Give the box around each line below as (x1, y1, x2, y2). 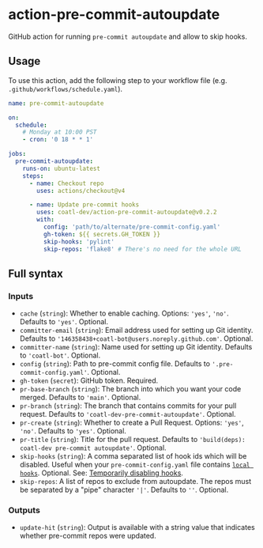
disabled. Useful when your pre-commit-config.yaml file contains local (19, 460, 250, 470)
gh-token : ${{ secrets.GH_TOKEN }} (43, 230, 160, 238)
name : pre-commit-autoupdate (8, 99, 104, 108)
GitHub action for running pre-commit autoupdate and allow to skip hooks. (8, 32, 247, 41)
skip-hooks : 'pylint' (43, 237, 115, 246)
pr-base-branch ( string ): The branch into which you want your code (19, 384, 242, 394)
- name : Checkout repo (28, 180, 104, 187)
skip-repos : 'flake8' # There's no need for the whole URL (43, 245, 242, 253)
